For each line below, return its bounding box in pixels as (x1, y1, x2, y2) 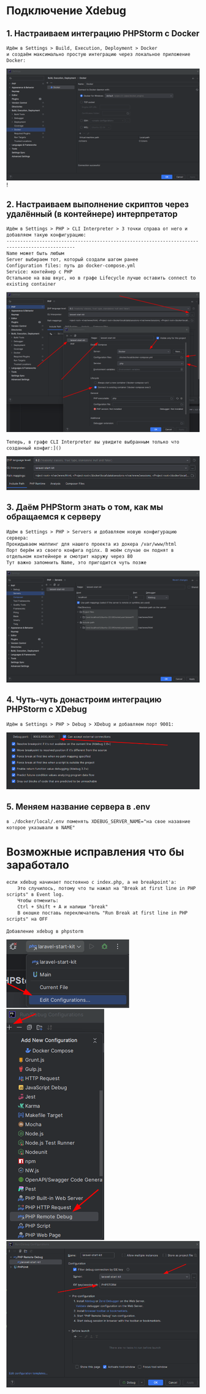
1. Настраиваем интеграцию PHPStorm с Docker (6, 28, 200, 39)
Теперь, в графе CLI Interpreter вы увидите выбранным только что (6, 439, 180, 446)
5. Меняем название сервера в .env (6, 801, 150, 812)
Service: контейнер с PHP (6, 269, 72, 275)
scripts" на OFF (6, 916, 48, 923)
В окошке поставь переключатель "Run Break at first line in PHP (17, 910, 188, 916)
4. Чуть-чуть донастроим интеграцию (6, 695, 162, 705)
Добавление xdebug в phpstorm (6, 929, 84, 935)
